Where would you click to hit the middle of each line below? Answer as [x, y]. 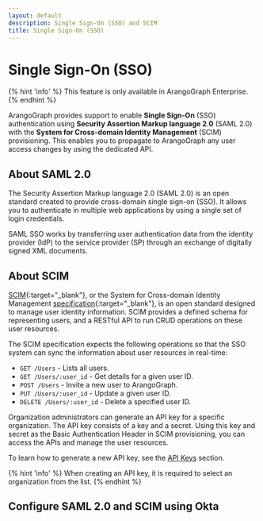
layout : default [35, 15]
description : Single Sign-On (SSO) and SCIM [83, 23]
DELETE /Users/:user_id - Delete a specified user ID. [105, 401]
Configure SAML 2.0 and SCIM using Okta [114, 506]
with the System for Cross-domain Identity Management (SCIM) [115, 133]
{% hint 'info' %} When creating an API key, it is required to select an [120, 473]
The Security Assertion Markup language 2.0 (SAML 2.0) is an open [119, 193]
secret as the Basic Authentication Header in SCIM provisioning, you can [127, 434]
